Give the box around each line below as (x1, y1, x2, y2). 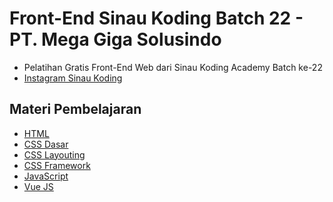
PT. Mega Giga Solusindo (9, 28, 222, 51)
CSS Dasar (23, 138, 69, 150)
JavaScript (23, 170, 69, 182)
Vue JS (23, 180, 54, 192)
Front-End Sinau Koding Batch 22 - (9, 7, 304, 30)
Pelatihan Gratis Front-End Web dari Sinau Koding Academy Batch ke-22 (23, 61, 323, 73)
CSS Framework (23, 159, 91, 171)
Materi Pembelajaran (9, 101, 142, 118)
